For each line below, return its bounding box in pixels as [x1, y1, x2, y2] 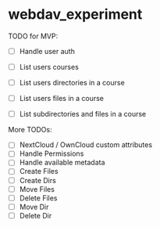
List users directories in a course [19, 78, 125, 88]
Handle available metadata [19, 158, 105, 168]
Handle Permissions [19, 149, 84, 158]
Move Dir [19, 202, 49, 211]
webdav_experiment [8, 5, 143, 23]
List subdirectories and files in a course [19, 110, 147, 119]
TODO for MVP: [8, 31, 59, 41]
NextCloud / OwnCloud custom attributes [19, 140, 153, 150]
